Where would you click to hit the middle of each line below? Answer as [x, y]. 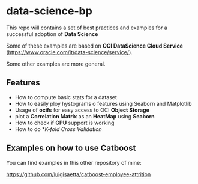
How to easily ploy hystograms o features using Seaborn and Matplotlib [103, 103]
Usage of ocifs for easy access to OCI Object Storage [82, 110]
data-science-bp [49, 11]
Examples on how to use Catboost [71, 148]
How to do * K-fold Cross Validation [58, 129]
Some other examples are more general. [56, 64]
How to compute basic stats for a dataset [66, 97]
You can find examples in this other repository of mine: [74, 162]
